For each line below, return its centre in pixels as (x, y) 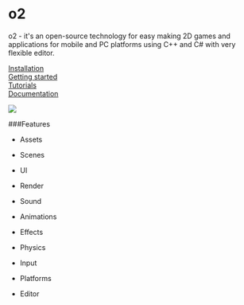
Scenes (32, 154)
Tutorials (23, 85)
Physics (33, 247)
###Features (29, 123)
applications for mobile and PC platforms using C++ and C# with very (122, 44)
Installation (26, 68)
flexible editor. (31, 53)
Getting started (33, 76)
